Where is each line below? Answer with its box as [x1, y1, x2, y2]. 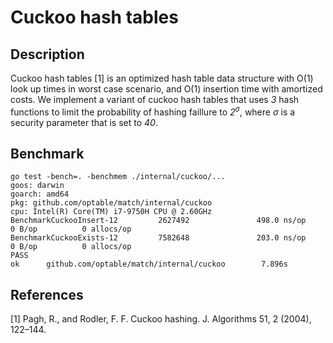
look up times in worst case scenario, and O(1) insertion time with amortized [10, 83, 323, 95]
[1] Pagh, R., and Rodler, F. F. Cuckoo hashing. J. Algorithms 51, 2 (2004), [10, 313, 312, 325]
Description [10, 46, 85, 63]
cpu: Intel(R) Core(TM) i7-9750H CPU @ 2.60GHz [10, 207, 213, 217]
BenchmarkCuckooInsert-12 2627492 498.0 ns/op [10, 216, 307, 226]
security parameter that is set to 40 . [10, 116, 158, 128]
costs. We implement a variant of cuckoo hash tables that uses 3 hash [10, 94, 300, 105]
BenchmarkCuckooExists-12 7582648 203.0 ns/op [10, 233, 307, 243]
